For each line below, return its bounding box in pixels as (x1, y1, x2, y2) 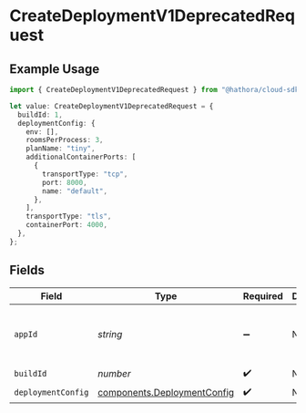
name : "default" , (42, 186, 107, 196)
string (97, 327, 123, 340)
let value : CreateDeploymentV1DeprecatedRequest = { (9, 101, 214, 110)
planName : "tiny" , (25, 144, 96, 153)
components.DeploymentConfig (97, 387, 235, 399)
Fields (9, 263, 46, 278)
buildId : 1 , (17, 110, 64, 119)
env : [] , (25, 127, 59, 137)
